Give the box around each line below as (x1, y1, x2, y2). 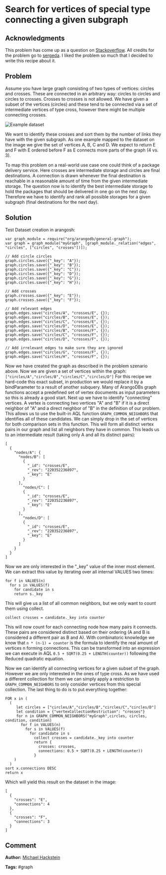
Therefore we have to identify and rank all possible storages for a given (5, 193, 151, 200)
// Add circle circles (5, 254, 52, 259)
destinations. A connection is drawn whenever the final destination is (5, 172, 146, 178)
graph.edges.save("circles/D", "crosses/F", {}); (5, 336, 110, 342)
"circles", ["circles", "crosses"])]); (5, 245, 88, 250)
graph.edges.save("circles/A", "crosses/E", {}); (5, 310, 110, 315)
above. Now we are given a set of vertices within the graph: (5, 368, 127, 374)
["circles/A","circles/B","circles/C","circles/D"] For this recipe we (5, 373, 152, 379)
